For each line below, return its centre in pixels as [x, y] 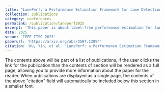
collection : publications [31, 14]
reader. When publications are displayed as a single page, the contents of [80, 75]
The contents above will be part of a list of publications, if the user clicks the [82, 60]
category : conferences [28, 19]
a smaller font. [20, 86]
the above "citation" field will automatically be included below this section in [82, 81]
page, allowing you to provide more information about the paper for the [77, 70]
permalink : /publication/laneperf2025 [45, 23]
